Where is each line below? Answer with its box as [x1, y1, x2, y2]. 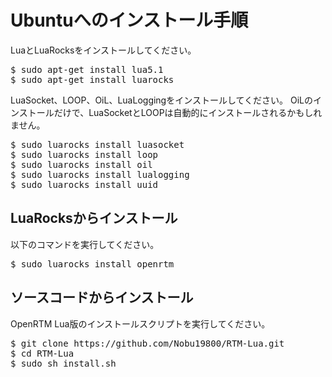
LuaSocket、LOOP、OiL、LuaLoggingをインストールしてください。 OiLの [10, 94, 314, 106]
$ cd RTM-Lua [10, 347, 75, 359]
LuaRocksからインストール [10, 210, 178, 227]
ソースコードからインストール [10, 289, 194, 306]
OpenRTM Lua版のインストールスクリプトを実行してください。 [10, 317, 271, 330]
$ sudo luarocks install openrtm [10, 258, 175, 270]
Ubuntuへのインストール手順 [10, 9, 249, 32]
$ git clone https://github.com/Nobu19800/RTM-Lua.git [10, 337, 285, 349]
